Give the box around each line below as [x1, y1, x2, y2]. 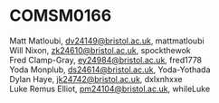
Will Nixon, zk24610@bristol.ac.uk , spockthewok [9, 44, 192, 55]
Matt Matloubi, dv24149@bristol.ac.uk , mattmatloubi [9, 35, 205, 46]
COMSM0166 [9, 5, 112, 26]
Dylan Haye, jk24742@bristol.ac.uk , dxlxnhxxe [9, 73, 183, 84]
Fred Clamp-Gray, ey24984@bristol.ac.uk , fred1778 [9, 54, 203, 65]
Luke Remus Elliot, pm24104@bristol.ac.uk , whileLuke [9, 83, 211, 94]
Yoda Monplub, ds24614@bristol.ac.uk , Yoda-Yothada [9, 64, 211, 75]
